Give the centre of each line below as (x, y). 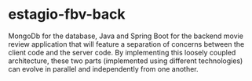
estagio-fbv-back (67, 14)
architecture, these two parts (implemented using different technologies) (126, 61)
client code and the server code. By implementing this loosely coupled (122, 52)
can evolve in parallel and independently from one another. (103, 69)
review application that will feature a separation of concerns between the (126, 44)
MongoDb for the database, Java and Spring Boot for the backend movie (126, 36)
